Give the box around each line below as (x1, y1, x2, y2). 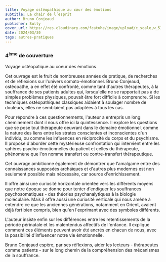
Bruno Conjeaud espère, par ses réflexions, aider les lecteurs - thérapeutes (5, 242, 159, 248)
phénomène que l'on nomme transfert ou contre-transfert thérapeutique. (5, 151, 154, 157)
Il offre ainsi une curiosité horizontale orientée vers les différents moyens (5, 180, 154, 186)
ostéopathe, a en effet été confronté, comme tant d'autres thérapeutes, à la (5, 84, 159, 89)
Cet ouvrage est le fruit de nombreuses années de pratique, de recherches (5, 73, 158, 79)
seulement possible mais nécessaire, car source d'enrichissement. (5, 171, 141, 177)
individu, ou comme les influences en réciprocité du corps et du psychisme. (5, 135, 160, 141)
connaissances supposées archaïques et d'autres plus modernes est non (5, 166, 154, 172)
